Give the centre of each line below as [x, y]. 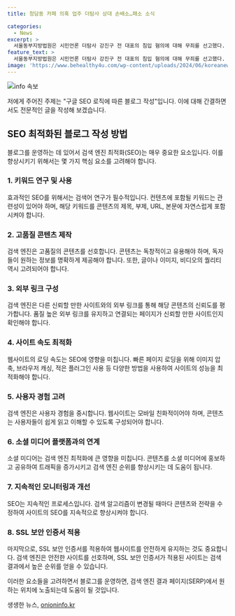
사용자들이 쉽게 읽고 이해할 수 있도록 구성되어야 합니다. [89, 422]
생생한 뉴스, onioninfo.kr [41, 604]
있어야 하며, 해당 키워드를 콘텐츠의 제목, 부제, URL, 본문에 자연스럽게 [119, 206]
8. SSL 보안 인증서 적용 [44, 532]
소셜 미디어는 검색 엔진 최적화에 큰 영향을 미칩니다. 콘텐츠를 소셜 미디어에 [107, 458]
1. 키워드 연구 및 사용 [40, 181]
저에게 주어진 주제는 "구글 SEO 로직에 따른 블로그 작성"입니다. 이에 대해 [105, 101]
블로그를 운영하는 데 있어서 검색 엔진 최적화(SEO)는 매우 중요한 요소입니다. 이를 [115, 152]
